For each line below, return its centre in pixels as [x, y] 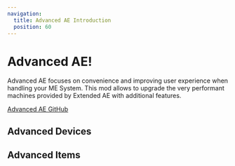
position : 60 [33, 27]
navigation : [25, 14]
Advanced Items [44, 155]
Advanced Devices [49, 131]
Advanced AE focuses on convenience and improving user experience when [118, 81]
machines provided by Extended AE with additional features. [94, 96]
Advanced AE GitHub [38, 109]
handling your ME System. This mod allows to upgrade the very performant [116, 88]
